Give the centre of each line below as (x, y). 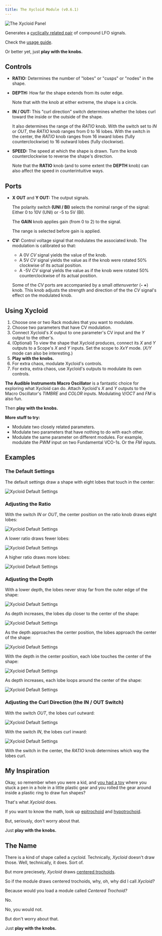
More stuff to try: (22, 418)
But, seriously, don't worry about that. (43, 821)
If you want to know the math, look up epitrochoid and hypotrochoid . (73, 812)
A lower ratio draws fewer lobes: (37, 538)
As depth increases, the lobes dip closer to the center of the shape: (72, 613)
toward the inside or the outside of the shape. (57, 117)
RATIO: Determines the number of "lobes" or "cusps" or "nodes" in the (83, 79)
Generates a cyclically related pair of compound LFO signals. (66, 32)
